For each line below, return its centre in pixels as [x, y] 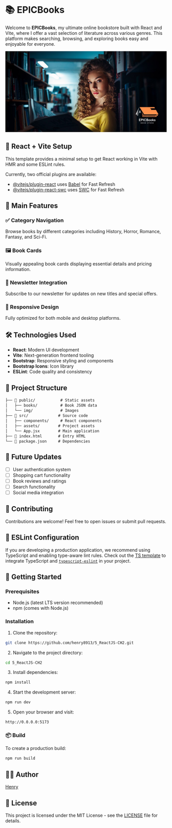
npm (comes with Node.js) [41, 608]
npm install [18, 682]
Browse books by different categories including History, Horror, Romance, [83, 232]
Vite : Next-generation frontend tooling [53, 355]
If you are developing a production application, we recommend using [78, 550]
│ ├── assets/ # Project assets [50, 426]
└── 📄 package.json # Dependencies [48, 441]
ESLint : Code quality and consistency [52, 372]
